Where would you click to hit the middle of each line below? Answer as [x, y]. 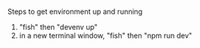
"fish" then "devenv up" [58, 27]
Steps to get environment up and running [75, 12]
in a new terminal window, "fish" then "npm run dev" [106, 36]
